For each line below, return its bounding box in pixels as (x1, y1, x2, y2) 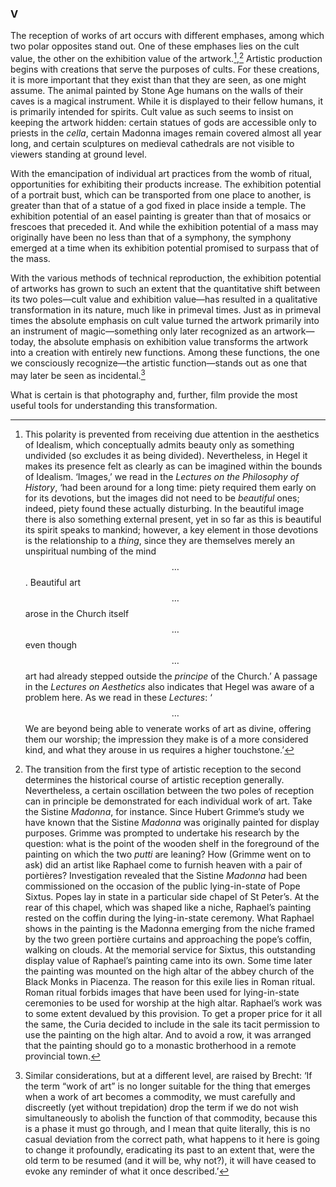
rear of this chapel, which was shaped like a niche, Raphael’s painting (24, 901, 312, 913)
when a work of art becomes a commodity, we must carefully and (24, 1090, 296, 1102)
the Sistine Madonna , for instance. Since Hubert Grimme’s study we (24, 805, 305, 817)
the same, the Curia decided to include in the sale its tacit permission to (24, 1018, 320, 1030)
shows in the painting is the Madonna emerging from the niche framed (24, 922, 315, 934)
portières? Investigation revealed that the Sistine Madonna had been (24, 869, 308, 881)
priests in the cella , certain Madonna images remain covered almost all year (10, 127, 322, 139)
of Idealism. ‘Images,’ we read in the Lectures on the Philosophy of (24, 470, 300, 482)
